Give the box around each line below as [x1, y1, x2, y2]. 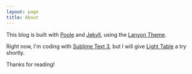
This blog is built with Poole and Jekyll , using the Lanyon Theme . [6, 31, 167, 38]
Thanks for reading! [6, 61, 55, 68]
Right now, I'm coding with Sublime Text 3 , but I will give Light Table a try [6, 43, 187, 50]
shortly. [6, 49, 25, 56]
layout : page [6, 8, 39, 15]
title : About [6, 14, 39, 20]
